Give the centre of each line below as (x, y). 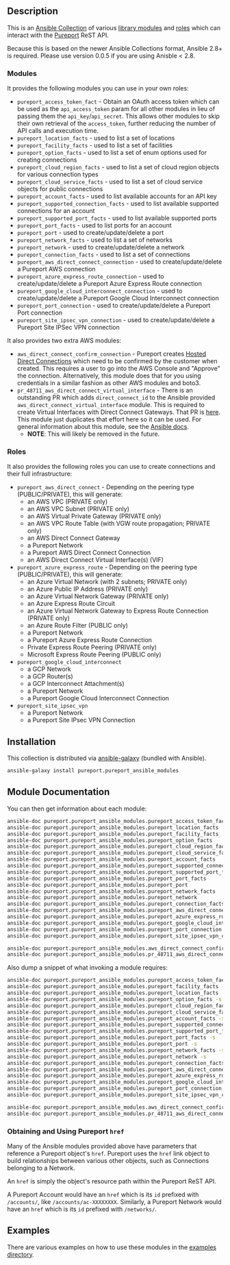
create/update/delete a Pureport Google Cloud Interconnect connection (118, 298)
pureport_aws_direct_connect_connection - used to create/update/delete (119, 262)
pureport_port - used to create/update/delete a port (90, 233)
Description (33, 11)
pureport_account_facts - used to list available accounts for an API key (117, 196)
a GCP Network (49, 669)
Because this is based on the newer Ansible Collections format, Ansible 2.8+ (115, 48)
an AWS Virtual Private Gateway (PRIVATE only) (94, 516)
